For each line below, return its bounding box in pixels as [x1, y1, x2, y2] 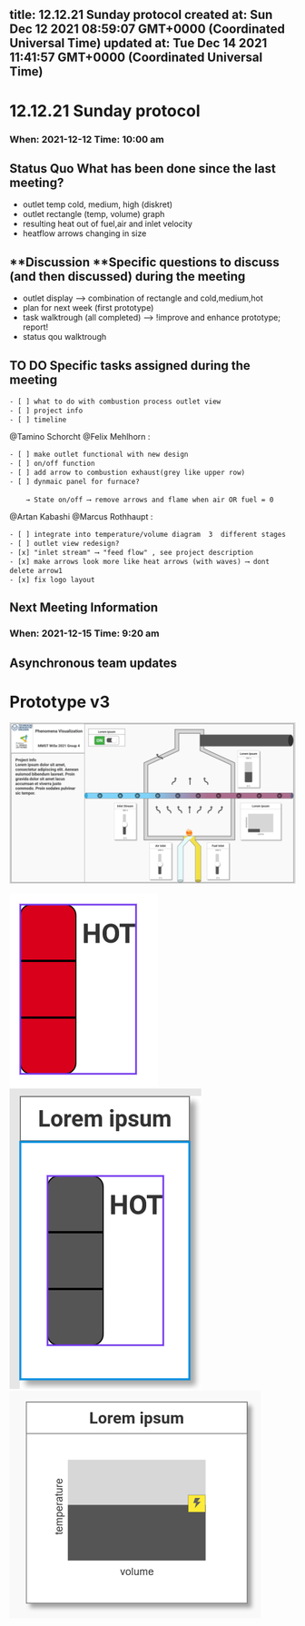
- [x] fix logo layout [9, 575, 95, 584]
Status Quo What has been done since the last [9, 161, 277, 176]
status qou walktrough [22, 332, 107, 342]
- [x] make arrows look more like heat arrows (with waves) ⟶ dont [9, 557, 271, 566]
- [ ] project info [9, 406, 84, 415]
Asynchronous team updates [9, 655, 178, 670]
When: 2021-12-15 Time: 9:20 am [9, 627, 160, 639]
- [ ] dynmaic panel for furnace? [9, 477, 141, 486]
